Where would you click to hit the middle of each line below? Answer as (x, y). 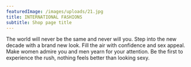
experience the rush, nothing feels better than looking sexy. (78, 58)
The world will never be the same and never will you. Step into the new (91, 39)
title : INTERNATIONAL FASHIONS (44, 17)
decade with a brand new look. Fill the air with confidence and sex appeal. (96, 45)
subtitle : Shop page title (39, 22)
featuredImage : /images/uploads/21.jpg (55, 11)
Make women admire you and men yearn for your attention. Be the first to (95, 52)
